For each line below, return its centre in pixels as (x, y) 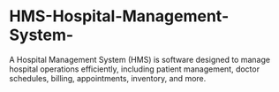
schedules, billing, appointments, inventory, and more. (108, 78)
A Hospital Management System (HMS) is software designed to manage (140, 59)
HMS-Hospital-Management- (119, 16)
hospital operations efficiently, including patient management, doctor (135, 69)
